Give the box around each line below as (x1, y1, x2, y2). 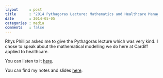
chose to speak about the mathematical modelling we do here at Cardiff (5, 44, 148, 49)
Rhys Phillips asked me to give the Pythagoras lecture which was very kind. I (5, 38, 158, 44)
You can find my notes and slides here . (5, 67, 83, 73)
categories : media (5, 20, 45, 26)
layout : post (5, 7, 42, 12)
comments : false (5, 25, 45, 30)
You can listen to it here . (5, 58, 53, 64)
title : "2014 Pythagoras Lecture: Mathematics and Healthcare (5, 12, 147, 16)
